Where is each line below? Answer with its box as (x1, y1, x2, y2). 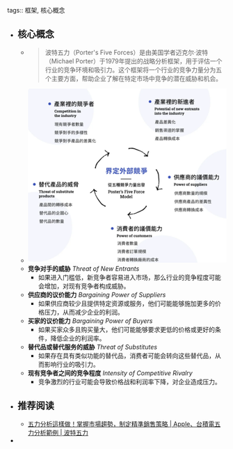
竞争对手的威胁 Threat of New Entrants (27, 265, 140, 273)
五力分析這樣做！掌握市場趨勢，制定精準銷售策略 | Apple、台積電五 (27, 420, 221, 428)
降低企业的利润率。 (50, 334, 106, 342)
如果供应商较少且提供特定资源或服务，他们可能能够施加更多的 (38, 299, 216, 308)
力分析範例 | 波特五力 (27, 428, 89, 436)
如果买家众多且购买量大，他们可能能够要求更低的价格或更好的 (38, 326, 216, 334)
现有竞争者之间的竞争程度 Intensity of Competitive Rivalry (27, 369, 193, 377)
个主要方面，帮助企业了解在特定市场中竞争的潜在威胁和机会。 (45, 74, 223, 82)
